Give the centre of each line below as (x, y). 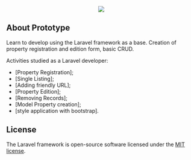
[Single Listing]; (34, 78)
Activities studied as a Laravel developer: (57, 60)
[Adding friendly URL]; (43, 85)
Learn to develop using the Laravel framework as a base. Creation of (91, 42)
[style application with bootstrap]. (57, 110)
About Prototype (38, 28)
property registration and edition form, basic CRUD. (70, 49)
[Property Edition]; (38, 91)
